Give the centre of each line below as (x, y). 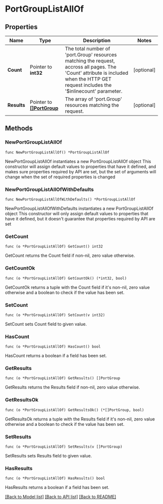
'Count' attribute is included (97, 73)
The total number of (88, 49)
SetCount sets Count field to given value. (46, 324)
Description (97, 41)
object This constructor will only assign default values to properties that (77, 213)
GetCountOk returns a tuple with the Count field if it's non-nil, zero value (78, 287)
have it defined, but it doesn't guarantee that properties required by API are (80, 218)
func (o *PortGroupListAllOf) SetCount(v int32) (55, 315)
